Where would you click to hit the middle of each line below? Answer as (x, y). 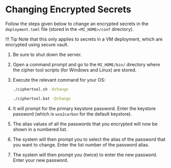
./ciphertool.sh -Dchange (40, 89)
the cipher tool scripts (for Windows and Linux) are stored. (75, 70)
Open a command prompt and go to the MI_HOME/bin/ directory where (86, 64)
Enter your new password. (40, 160)
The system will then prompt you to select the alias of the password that (89, 139)
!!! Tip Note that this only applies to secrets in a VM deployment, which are (84, 39)
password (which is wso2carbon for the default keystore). (72, 114)
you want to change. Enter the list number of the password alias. (81, 144)
